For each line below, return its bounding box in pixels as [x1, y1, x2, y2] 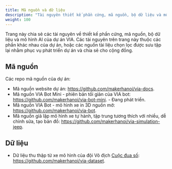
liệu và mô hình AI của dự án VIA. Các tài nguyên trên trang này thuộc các [5, 36, 161, 43]
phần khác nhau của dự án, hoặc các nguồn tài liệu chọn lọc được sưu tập [5, 42, 161, 48]
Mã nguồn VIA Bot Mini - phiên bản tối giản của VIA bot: [12, 91, 131, 97]
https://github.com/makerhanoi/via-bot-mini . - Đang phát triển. [12, 97, 146, 103]
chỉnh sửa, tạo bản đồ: [12, 118, 60, 124]
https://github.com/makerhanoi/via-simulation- [61, 118, 160, 124]
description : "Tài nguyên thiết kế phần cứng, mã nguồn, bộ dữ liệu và [5, 12, 161, 17]
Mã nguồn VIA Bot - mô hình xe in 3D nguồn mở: [12, 102, 115, 108]
